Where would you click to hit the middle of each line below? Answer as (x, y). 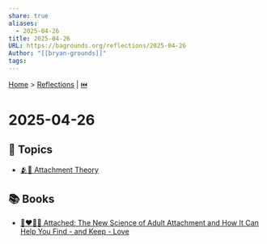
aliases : (23, 23)
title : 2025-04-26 (39, 38)
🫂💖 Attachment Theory (59, 170)
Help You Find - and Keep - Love (74, 231)
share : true (28, 16)
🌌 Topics (31, 150)
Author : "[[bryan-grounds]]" (57, 53)
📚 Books (32, 199)
